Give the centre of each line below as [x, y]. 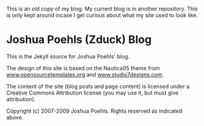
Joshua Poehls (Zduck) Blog [79, 40]
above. [15, 117]
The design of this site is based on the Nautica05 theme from [83, 68]
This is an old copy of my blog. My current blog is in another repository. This [102, 9]
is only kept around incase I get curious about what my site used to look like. [102, 15]
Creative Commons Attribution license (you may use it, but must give [92, 93]
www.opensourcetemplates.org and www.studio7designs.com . [85, 75]
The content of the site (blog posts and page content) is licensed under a [98, 86]
